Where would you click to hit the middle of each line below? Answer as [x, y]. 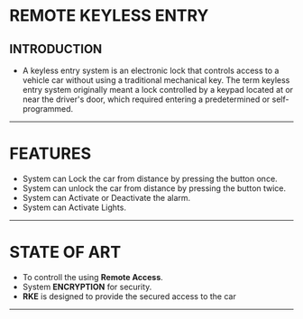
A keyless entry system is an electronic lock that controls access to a [151, 70]
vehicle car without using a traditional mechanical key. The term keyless [156, 80]
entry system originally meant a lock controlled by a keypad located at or [158, 90]
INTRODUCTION [56, 49]
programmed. [48, 109]
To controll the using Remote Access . [93, 277]
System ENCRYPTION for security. [87, 287]
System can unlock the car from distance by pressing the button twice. [154, 188]
